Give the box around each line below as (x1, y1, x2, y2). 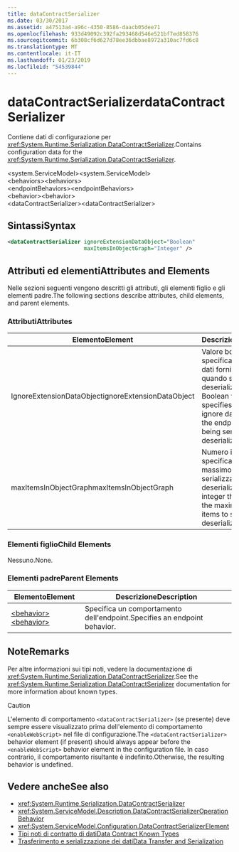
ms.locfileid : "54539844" (7, 63, 84, 70)
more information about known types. (7, 687, 118, 696)
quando (201, 374, 228, 384)
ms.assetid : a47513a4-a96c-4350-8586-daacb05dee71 (7, 23, 161, 31)
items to (201, 509, 229, 519)
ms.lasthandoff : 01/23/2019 (7, 57, 91, 64)
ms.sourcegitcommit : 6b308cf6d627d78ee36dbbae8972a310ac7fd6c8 (7, 37, 199, 44)
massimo (201, 465, 233, 475)
